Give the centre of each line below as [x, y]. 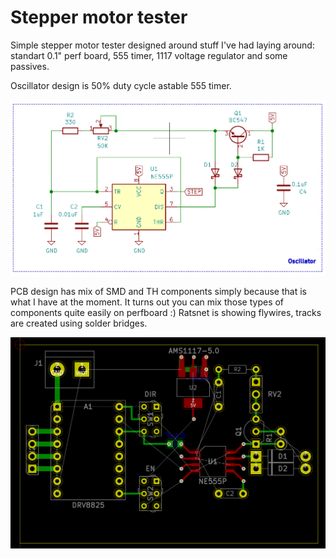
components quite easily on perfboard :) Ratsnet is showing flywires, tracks [166, 313]
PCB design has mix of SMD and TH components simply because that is [158, 292]
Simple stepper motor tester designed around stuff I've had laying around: [162, 45]
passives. [30, 66]
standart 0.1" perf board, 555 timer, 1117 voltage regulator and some [149, 55]
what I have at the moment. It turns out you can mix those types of [147, 302]
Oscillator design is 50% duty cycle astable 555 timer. [121, 85]
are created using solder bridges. [79, 323]
